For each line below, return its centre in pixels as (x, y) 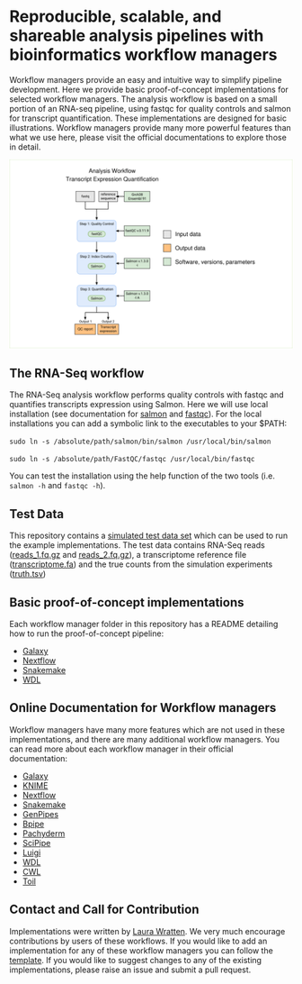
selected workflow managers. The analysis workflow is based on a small (143, 99)
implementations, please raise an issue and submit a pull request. (130, 970)
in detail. (25, 147)
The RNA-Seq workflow (77, 374)
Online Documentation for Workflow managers (143, 708)
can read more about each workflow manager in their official (121, 749)
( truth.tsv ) (28, 574)
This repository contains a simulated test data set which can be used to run (149, 536)
